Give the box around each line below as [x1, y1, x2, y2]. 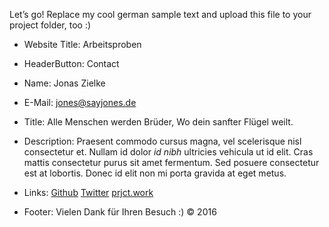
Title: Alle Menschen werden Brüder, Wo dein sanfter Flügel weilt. [23, 116, 294, 128]
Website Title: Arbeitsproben [23, 39, 142, 50]
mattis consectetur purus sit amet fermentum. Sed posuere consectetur [23, 157, 320, 168]
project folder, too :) [9, 19, 92, 31]
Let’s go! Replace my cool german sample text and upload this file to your [9, 9, 312, 20]
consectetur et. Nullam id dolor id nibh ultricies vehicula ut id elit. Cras [23, 146, 314, 158]
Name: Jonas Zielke [23, 77, 106, 89]
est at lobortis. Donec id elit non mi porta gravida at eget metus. [23, 167, 287, 179]
